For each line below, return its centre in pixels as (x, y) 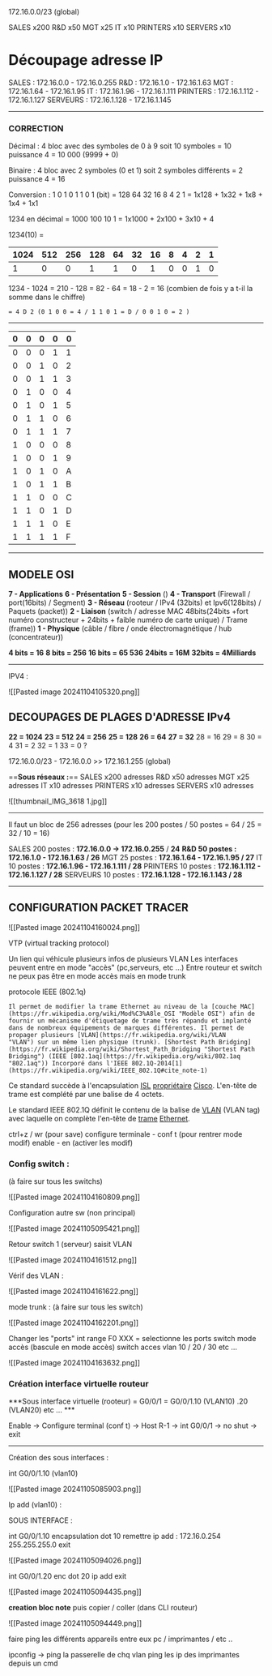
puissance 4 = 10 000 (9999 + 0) (64, 155)
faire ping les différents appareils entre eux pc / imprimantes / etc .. (121, 1639)
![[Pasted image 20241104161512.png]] (73, 1259)
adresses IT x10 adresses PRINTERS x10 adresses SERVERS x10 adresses (131, 785)
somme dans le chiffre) (47, 297)
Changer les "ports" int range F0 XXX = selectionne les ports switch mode (132, 1338)
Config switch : (39, 1164)
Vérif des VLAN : (36, 1275)
